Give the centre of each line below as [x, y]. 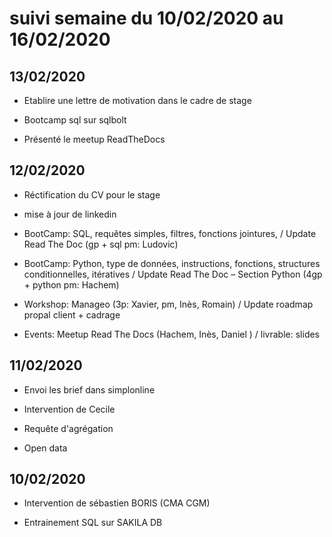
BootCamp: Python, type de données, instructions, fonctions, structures [172, 263]
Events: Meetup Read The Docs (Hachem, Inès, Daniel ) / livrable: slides [172, 334]
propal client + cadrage [72, 314]
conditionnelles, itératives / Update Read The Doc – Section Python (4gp [173, 274]
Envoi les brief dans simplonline [89, 389]
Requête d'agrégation [68, 428]
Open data [45, 448]
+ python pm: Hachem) [71, 284]
